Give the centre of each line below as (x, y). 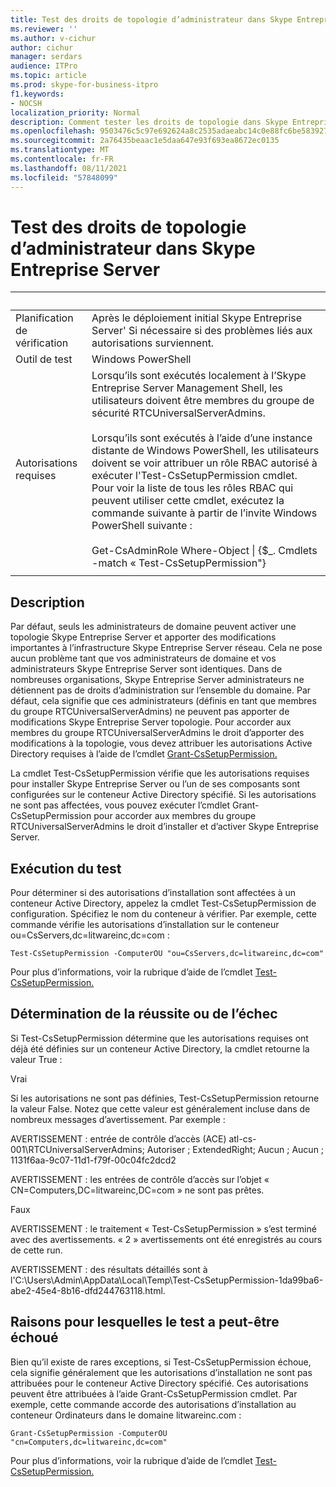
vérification (42, 343)
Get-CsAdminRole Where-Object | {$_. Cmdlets (204, 551)
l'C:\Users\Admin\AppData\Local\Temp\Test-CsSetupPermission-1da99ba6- (167, 1280)
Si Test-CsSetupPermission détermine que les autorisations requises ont (159, 1038)
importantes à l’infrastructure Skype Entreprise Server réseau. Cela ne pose (166, 648)
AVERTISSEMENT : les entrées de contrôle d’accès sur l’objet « (140, 1179)
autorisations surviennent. (153, 343)
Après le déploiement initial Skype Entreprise (197, 318)
